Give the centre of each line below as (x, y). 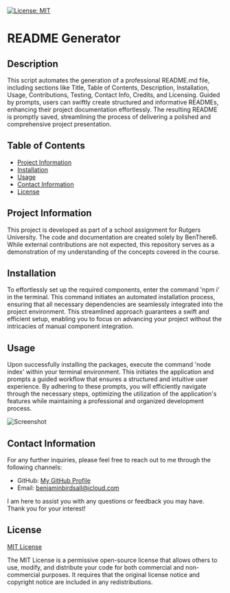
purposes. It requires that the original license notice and (121, 574)
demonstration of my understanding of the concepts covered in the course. (114, 252)
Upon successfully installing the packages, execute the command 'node (109, 365)
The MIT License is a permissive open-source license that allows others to (112, 560)
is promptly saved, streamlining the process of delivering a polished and (109, 117)
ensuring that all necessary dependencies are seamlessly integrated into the (115, 304)
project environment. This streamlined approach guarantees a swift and (108, 312)
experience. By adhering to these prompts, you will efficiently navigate (107, 387)
